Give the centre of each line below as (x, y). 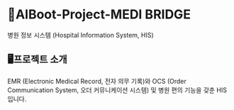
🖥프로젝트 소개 (37, 60)
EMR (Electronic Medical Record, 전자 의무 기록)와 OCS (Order (97, 81)
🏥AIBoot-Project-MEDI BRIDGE (99, 15)
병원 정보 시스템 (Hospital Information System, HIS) (80, 35)
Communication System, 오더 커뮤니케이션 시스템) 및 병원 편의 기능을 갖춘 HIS (117, 90)
